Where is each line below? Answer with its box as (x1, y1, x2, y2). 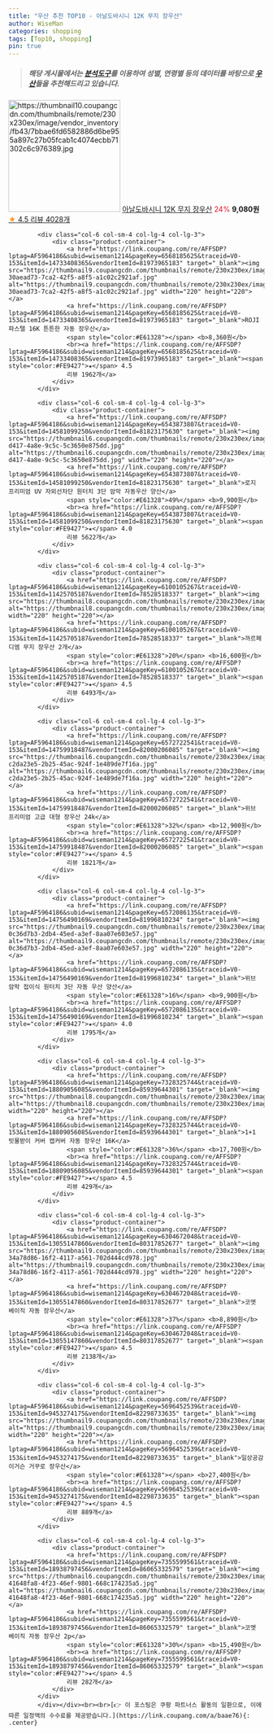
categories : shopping (8, 27, 82, 35)
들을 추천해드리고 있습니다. (35, 78, 120, 88)
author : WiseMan (8, 20, 63, 28)
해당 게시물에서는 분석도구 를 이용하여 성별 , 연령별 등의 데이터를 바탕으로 (28, 68, 254, 78)
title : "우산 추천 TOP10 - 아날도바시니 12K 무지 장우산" (8, 11, 184, 20)
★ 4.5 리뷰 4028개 (8, 215, 71, 225)
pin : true (8, 42, 42, 50)
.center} (8, 1719, 38, 1727)
